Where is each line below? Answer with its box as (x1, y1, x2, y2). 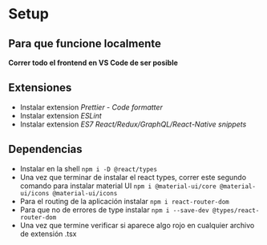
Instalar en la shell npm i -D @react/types (19, 163, 158, 173)
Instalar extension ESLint (19, 110, 102, 120)
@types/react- (212, 206, 260, 215)
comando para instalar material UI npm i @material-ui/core (19, 181, 216, 191)
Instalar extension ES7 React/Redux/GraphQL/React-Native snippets (19, 119, 247, 129)
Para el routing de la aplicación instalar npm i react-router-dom (19, 196, 230, 206)
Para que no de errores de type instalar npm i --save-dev (19, 205, 210, 215)
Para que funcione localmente (8, 37, 162, 50)
